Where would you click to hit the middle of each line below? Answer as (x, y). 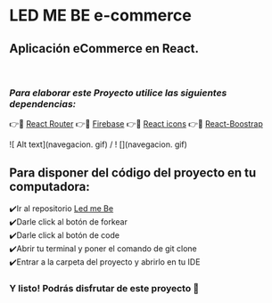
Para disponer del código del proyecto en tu (133, 172)
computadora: (50, 187)
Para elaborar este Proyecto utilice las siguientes (118, 93)
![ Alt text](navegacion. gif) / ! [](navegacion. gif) (98, 144)
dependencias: (43, 103)
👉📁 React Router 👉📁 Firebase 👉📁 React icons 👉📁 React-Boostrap (136, 124)
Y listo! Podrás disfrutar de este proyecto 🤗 (104, 289)
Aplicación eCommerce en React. (104, 49)
